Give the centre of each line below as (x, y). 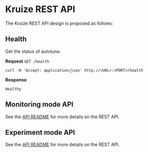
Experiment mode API (40, 132)
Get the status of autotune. (33, 51)
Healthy (13, 89)
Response (16, 80)
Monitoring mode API (39, 105)
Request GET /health (27, 61)
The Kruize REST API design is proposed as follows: (59, 23)
